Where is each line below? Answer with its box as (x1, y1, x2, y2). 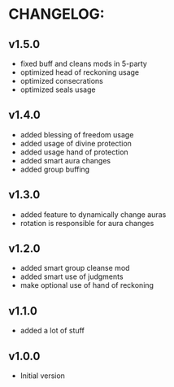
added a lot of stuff (20, 326, 85, 336)
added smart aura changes (20, 155, 111, 165)
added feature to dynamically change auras (20, 209, 167, 220)
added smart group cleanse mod (20, 263, 130, 273)
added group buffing (20, 164, 90, 174)
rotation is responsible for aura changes (20, 218, 154, 228)
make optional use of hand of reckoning (20, 280, 154, 290)
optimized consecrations (20, 76, 103, 85)
